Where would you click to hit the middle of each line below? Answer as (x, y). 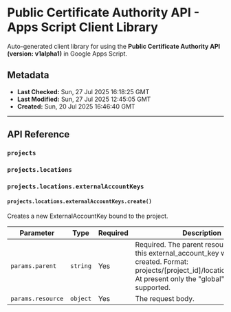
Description (202, 233)
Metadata (28, 75)
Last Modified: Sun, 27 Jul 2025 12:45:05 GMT (84, 99)
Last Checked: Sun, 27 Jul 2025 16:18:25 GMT (83, 91)
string (80, 266)
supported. (153, 288)
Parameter (37, 233)
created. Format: (162, 262)
